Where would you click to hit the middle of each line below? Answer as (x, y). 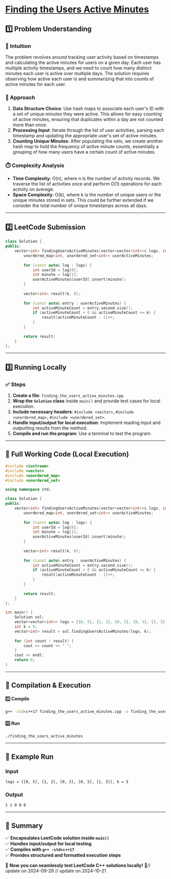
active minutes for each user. (36, 84)
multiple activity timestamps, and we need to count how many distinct (78, 68)
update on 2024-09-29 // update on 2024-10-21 (56, 871)
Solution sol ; (29, 617)
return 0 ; (25, 660)
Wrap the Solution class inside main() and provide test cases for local (86, 401)
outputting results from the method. (50, 428)
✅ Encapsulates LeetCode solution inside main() (57, 838)
